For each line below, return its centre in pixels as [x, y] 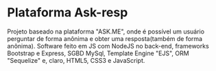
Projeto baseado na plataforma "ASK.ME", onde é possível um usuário [106, 31]
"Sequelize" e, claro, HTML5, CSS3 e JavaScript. [76, 60]
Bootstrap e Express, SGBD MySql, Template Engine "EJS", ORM [98, 53]
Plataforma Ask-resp [68, 13]
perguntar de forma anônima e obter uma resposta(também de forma [105, 38]
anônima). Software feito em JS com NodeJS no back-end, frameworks [108, 46]
